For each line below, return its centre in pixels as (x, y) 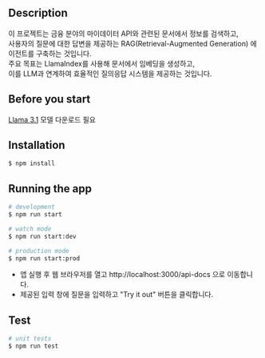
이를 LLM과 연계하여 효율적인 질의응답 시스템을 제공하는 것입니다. (110, 73)
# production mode (39, 251)
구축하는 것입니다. (63, 53)
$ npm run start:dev (43, 236)
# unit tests (30, 339)
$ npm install (32, 163)
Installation (37, 145)
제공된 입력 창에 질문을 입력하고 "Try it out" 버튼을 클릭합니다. (117, 295)
